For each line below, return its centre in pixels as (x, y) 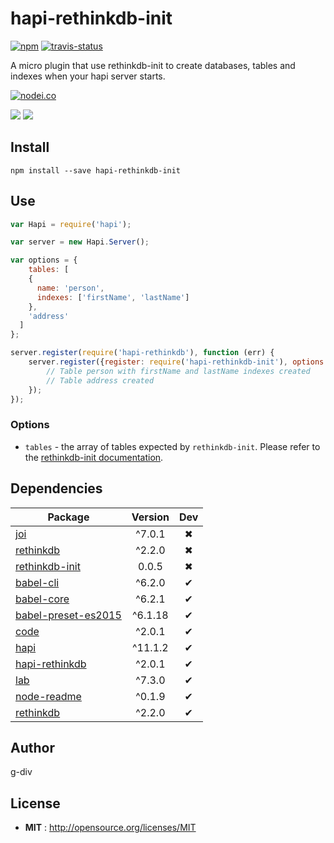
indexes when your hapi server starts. (88, 76)
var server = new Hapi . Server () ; (80, 242)
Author (32, 747)
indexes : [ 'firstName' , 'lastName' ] (113, 297)
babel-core (42, 599)
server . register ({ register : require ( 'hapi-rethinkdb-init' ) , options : (178, 362)
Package (68, 517)
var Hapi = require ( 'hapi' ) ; (71, 224)
